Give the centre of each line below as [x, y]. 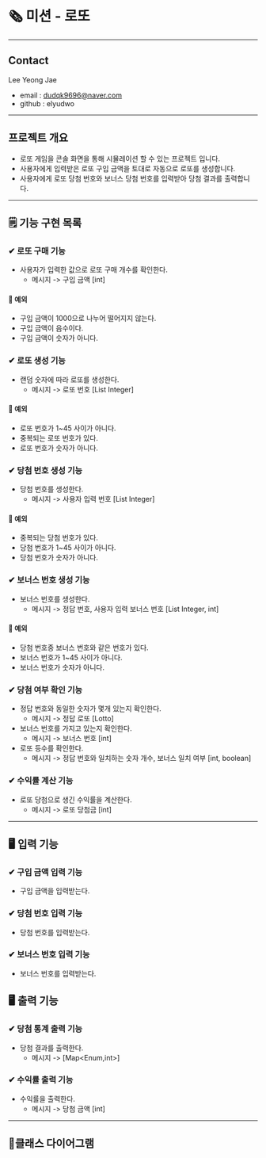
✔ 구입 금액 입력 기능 [46, 872]
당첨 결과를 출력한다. [51, 1048]
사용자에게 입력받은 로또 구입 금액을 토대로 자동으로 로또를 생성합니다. [127, 168]
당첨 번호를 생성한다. [51, 489]
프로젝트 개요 [38, 138]
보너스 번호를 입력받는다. [58, 973]
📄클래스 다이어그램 [51, 1143]
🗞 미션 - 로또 [49, 16]
